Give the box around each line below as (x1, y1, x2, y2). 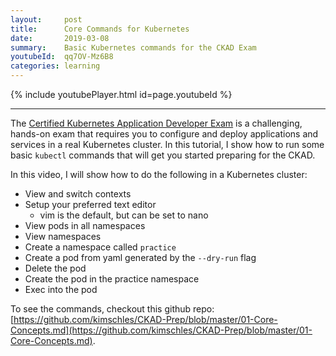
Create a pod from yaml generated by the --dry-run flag (24, 252, 257, 263)
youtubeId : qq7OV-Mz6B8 (10, 52, 114, 62)
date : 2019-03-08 (10, 33, 110, 43)
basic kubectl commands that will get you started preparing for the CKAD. (10, 149, 316, 161)
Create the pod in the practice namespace (24, 273, 200, 285)
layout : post (10, 14, 83, 25)
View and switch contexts (24, 188, 132, 200)
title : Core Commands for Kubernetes (10, 24, 190, 34)
